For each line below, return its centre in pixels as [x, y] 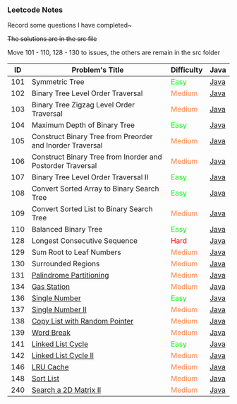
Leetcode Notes [35, 10]
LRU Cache [50, 367]
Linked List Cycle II [62, 356]
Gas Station [51, 287]
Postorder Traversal [64, 166]
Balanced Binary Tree [67, 230]
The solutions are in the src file [52, 39]
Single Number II [59, 310]
